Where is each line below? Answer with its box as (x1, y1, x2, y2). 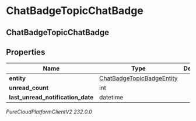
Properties (6, 47, 45, 57)
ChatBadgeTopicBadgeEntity (99, 74, 178, 82)
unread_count (9, 84, 49, 92)
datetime (99, 94, 124, 102)
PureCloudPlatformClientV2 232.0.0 (6, 108, 92, 115)
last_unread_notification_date (9, 94, 94, 102)
